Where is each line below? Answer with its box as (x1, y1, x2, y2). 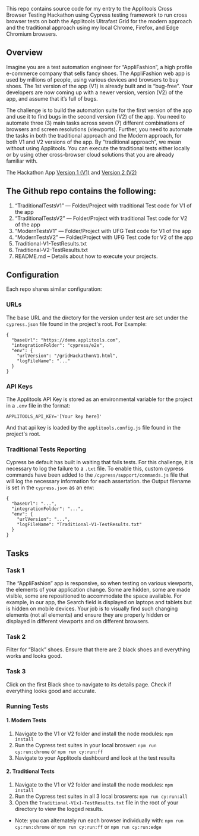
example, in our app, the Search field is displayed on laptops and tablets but (6, 599, 192, 606)
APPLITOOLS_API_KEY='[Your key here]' (6, 414, 102, 419)
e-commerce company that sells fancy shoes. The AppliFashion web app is (6, 70, 191, 77)
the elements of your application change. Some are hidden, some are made (6, 586, 191, 593)
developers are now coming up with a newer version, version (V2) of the (6, 89, 183, 96)
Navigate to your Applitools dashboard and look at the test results (14, 754, 176, 762)
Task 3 (6, 667, 26, 676)
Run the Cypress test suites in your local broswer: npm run (14, 741, 157, 748)
